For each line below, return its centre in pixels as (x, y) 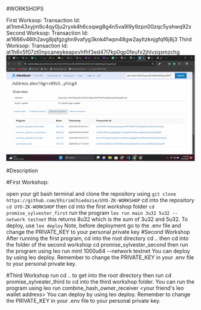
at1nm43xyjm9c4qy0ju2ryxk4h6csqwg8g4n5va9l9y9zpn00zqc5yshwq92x (99, 27)
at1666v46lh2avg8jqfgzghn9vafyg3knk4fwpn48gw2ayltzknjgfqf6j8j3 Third (99, 39)
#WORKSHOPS (25, 9)
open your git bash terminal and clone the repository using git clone (91, 194)
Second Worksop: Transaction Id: (47, 33)
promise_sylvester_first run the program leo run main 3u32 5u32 (88, 213)
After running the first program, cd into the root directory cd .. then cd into (98, 238)
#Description (22, 171)
